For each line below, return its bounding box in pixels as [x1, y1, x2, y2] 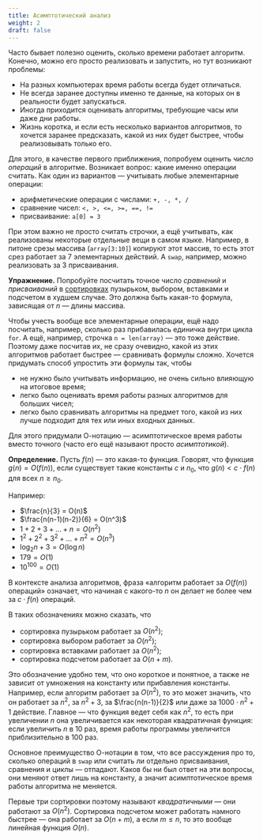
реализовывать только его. [19, 139, 112, 149]
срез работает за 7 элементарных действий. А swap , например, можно [8, 252, 247, 262]
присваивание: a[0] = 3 [19, 211, 101, 221]
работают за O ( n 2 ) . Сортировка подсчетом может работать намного [8, 804, 241, 815]
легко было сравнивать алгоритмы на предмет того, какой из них [19, 407, 242, 417]
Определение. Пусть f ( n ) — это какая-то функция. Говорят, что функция [8, 455, 254, 464]
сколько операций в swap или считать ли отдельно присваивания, [8, 756, 231, 766]
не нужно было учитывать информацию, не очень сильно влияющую [19, 373, 254, 384]
